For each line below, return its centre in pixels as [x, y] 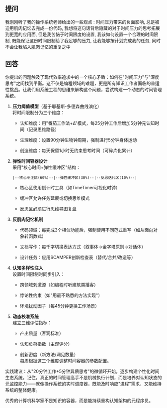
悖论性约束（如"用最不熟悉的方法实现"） [61, 295]
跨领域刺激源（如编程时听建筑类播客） [59, 284]
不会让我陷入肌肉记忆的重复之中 [38, 47]
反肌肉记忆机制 [28, 219]
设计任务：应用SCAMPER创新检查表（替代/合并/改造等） [78, 257]
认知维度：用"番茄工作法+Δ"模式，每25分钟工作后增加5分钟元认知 [87, 123]
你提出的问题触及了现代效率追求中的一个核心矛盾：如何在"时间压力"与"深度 [82, 77]
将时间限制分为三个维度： [39, 112]
